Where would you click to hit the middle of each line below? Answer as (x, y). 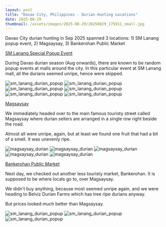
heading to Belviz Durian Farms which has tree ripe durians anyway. (75, 194)
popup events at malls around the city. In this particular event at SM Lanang (83, 68)
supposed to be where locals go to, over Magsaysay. (60, 179)
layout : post (19, 10)
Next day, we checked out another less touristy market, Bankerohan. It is (80, 174)
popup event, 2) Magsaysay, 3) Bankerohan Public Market (65, 44)
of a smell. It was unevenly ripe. (38, 139)
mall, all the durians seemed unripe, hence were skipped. (64, 74)
